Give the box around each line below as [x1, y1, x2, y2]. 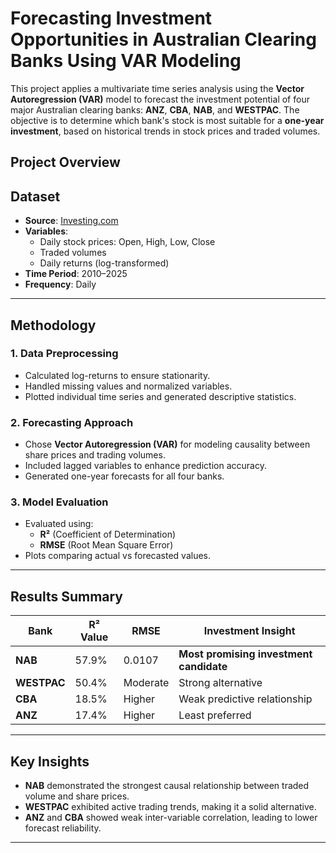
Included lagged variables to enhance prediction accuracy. [24, 460, 267, 472]
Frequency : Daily [24, 278, 97, 291]
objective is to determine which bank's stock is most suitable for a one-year [10, 114, 325, 126]
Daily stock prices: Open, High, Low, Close [39, 236, 216, 248]
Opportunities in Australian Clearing [10, 28, 317, 51]
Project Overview [10, 154, 121, 171]
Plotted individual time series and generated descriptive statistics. [24, 390, 297, 402]
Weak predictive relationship [178, 692, 313, 706]
